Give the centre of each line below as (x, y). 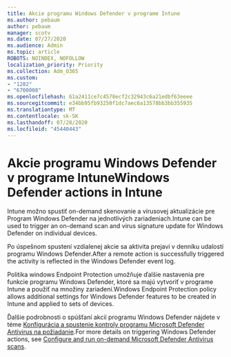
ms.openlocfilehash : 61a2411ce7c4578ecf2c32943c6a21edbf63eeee (100, 97)
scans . (17, 347)
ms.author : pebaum (33, 20)
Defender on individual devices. (52, 233)
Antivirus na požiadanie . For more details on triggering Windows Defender (111, 332)
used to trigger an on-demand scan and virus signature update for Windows (115, 226)
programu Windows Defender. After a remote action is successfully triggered (115, 254)
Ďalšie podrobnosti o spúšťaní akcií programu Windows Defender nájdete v (114, 317)
